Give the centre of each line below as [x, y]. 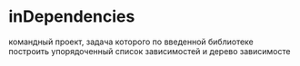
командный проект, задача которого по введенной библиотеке [131, 42]
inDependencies [72, 17]
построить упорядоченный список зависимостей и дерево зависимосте [150, 51]
